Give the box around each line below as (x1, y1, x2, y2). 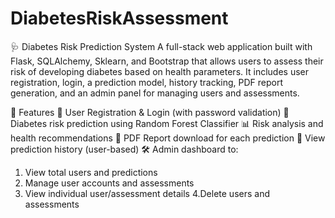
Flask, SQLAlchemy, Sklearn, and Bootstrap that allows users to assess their (10, 55, 324, 67)
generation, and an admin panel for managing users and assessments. (10, 87, 300, 99)
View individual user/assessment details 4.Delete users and (24, 187, 270, 199)
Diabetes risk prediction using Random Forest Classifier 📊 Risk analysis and (10, 117, 324, 129)
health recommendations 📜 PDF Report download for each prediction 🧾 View (10, 132, 326, 144)
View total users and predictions (24, 166, 158, 178)
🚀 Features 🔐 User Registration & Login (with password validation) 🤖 (10, 106, 290, 118)
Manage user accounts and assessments (24, 177, 195, 189)
